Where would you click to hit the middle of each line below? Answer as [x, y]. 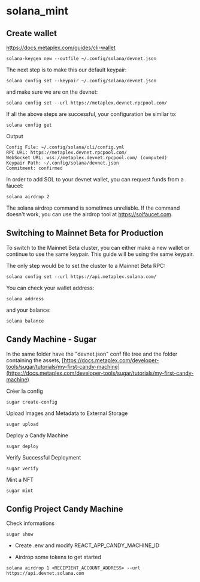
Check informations [31, 523]
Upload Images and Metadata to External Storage [67, 413]
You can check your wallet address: [50, 288]
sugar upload [22, 424]
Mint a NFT [20, 479]
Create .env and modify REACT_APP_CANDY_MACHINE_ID [87, 545]
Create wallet [32, 33]
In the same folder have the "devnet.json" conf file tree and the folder [92, 354]
